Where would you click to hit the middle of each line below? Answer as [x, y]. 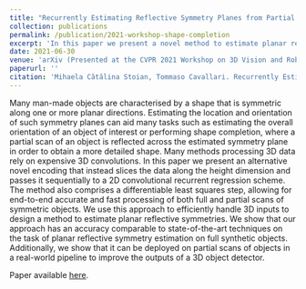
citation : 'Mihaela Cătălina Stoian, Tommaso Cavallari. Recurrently [144, 77]
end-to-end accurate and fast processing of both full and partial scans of [147, 199]
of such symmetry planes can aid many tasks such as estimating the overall [151, 122]
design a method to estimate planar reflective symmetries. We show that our [153, 218]
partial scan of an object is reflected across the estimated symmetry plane [149, 141]
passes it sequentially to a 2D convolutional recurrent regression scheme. [148, 180]
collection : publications [58, 26]
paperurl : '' [34, 69]
